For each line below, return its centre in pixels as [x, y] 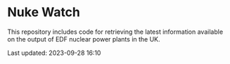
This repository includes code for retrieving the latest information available [115, 32]
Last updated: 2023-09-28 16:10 [54, 53]
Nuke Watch [44, 12]
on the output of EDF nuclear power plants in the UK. [84, 39]
